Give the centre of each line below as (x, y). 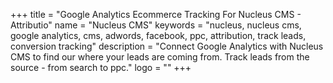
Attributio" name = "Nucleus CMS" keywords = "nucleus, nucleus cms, (156, 25)
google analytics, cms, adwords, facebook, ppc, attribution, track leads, (158, 35)
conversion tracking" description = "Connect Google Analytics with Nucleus (167, 46)
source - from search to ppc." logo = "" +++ (101, 67)
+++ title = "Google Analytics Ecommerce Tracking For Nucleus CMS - (156, 14)
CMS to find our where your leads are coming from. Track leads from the (160, 57)
